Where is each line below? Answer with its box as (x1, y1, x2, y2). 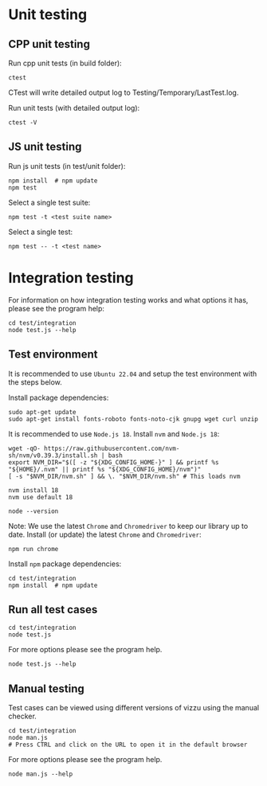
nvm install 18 (8, 486, 59, 495)
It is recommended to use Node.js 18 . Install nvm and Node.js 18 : (8, 428, 220, 439)
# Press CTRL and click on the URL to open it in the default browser (8, 741, 248, 749)
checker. (8, 711, 37, 721)
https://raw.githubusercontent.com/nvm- (43, 444, 180, 452)
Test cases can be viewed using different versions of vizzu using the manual (8, 703, 260, 713)
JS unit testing (8, 140, 82, 154)
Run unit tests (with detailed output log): (8, 104, 140, 112)
